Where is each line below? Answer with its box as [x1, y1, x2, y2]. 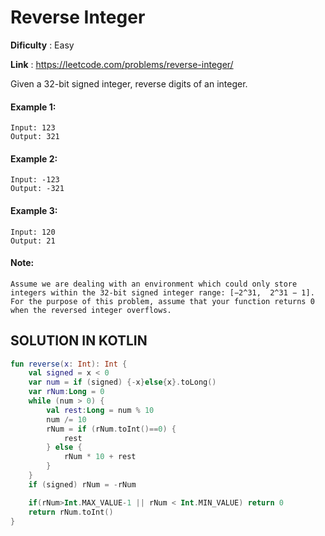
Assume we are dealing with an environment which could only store [10, 279, 298, 289]
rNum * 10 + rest [63, 452, 137, 462]
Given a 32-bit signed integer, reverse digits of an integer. [10, 77, 248, 90]
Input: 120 [10, 227, 56, 237]
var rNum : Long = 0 [28, 387, 105, 397]
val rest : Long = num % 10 [46, 405, 155, 415]
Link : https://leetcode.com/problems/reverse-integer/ [10, 58, 234, 70]
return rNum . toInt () [28, 507, 114, 517]
